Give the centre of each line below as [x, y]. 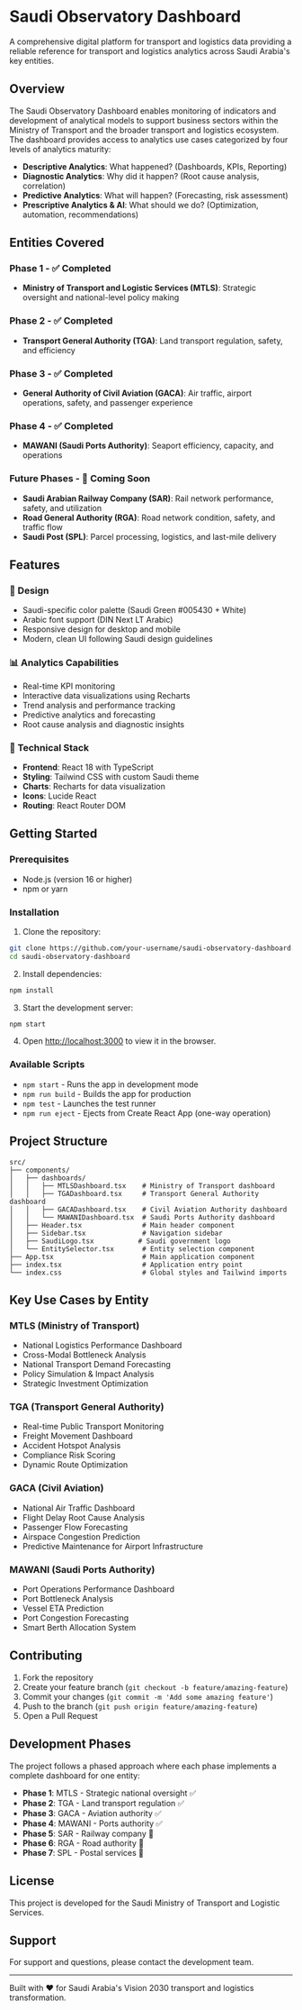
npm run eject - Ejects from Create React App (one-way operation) [147, 1113]
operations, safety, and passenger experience [107, 403]
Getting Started [53, 834]
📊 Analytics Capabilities [64, 662]
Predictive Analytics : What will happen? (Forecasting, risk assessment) [155, 195]
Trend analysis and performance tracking [99, 705]
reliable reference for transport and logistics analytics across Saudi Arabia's [150, 50]
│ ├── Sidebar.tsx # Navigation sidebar [116, 1233]
